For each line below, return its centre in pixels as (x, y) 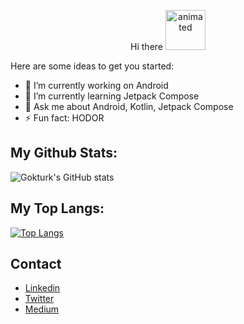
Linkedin (42, 288)
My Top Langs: (57, 208)
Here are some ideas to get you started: (92, 66)
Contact (36, 264)
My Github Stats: (64, 153)
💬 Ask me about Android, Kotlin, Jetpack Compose (129, 106)
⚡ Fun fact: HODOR (64, 118)
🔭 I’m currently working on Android (96, 85)
